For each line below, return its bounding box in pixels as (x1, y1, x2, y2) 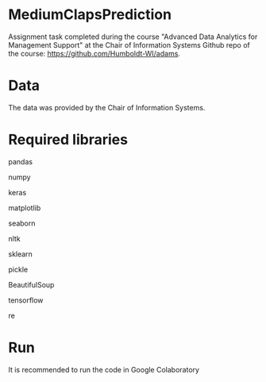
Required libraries (8, 131, 129, 149)
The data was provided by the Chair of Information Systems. (8, 102, 206, 112)
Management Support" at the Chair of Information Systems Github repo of (8, 40, 250, 49)
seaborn (8, 218, 36, 228)
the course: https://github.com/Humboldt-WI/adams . (8, 48, 181, 58)
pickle (8, 264, 29, 274)
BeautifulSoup (8, 280, 55, 289)
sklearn (8, 249, 33, 259)
